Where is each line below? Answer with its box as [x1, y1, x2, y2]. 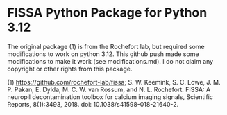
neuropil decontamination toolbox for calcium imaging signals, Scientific [7, 92, 214, 101]
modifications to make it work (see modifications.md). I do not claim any [7, 57, 214, 65]
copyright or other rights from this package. [7, 64, 133, 73]
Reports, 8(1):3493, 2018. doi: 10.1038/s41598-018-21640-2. [7, 100, 179, 108]
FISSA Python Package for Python [7, 5, 208, 21]
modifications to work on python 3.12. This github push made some [7, 50, 199, 58]
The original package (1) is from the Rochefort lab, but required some [7, 42, 205, 51]
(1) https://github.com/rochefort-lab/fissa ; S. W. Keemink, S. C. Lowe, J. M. [7, 78, 221, 86]
